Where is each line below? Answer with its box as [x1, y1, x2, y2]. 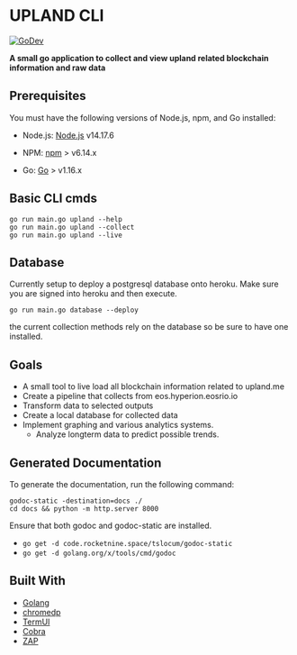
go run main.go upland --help [9, 214, 123, 223]
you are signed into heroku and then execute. [9, 288, 177, 299]
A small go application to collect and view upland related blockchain [9, 52, 269, 63]
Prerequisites [9, 88, 86, 104]
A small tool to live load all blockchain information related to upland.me [22, 381, 285, 392]
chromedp [22, 606, 61, 617]
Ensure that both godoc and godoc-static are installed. [9, 520, 212, 531]
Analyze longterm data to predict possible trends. [35, 429, 220, 440]
